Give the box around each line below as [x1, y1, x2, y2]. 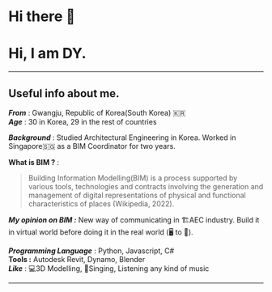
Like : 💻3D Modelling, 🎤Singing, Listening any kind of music [8, 263, 210, 273]
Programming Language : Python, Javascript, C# [8, 246, 175, 256]
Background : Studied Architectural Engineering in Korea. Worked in [8, 133, 236, 142]
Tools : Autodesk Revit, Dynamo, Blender [8, 254, 146, 264]
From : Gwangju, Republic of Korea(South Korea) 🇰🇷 [8, 108, 186, 117]
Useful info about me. [8, 87, 120, 100]
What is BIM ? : [8, 157, 60, 167]
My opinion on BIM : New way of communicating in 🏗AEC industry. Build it [8, 214, 260, 225]
